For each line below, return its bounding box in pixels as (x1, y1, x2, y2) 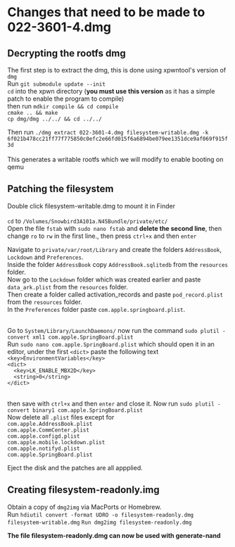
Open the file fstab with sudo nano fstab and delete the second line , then (7, 224, 222, 232)
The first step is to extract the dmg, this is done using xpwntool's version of (7, 66, 227, 74)
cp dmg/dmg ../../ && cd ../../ (7, 115, 102, 122)
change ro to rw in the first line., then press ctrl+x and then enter (7, 232, 197, 240)
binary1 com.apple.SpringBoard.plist (32, 406, 143, 414)
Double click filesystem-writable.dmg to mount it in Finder (7, 201, 176, 210)
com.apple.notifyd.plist (7, 445, 80, 452)
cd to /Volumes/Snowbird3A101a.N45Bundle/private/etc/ (7, 216, 168, 225)
